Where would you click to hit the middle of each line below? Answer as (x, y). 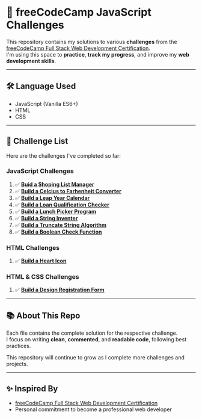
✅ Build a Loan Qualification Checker (62, 205)
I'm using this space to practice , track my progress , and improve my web (98, 54)
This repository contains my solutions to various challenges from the (92, 42)
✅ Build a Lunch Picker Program (55, 211)
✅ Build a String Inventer (46, 218)
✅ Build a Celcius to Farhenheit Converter (68, 191)
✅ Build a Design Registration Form (60, 290)
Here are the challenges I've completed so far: (64, 155)
